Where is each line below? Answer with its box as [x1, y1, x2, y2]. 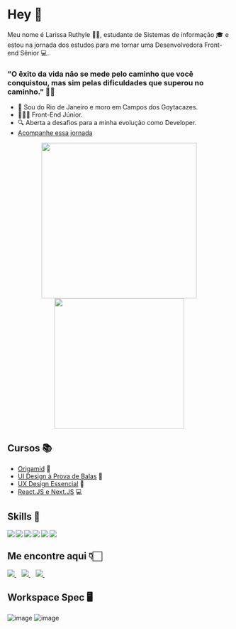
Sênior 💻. [20, 48, 50, 57]
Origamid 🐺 [17, 465, 51, 473]
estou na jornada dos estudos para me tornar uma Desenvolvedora [7, 41, 203, 49]
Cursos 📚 [7, 442, 52, 454]
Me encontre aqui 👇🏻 [7, 550, 103, 562]
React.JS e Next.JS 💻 [17, 488, 83, 496]
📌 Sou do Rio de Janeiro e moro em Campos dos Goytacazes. [17, 103, 198, 112]
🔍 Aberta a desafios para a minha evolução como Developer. [17, 119, 197, 127]
